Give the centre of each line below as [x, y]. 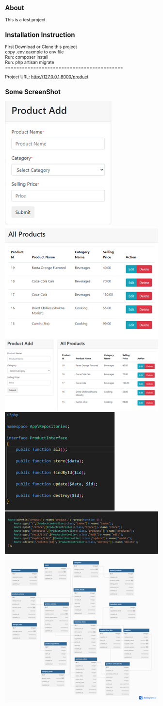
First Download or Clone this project [41, 47]
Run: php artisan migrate [30, 62]
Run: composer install [27, 57]
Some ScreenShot [33, 92]
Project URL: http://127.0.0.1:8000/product [47, 77]
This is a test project [25, 19]
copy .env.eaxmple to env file [34, 52]
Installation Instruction [40, 35]
